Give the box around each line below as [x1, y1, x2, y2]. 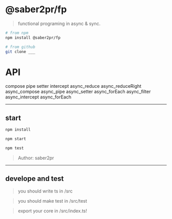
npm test [5, 145, 24, 151]
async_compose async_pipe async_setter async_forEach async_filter [5, 88, 151, 95]
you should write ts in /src [17, 188, 73, 194]
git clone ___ [5, 49, 36, 54]
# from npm [5, 30, 29, 35]
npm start [5, 136, 27, 141]
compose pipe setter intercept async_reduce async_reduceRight [5, 83, 142, 89]
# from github [5, 44, 36, 50]
